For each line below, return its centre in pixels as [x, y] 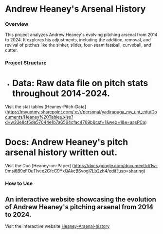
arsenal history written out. [61, 152]
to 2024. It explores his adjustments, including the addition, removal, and [78, 40]
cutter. [11, 50]
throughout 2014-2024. [61, 93]
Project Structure [26, 63]
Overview [17, 24]
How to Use [19, 183]
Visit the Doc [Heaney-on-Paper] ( [39, 166]
